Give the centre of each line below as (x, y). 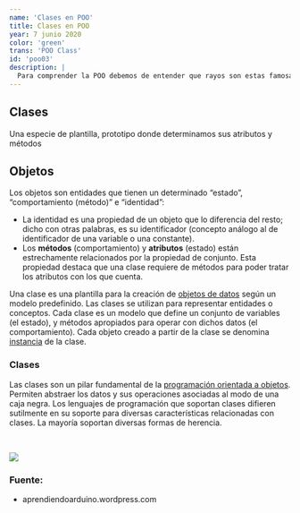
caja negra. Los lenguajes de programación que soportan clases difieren (143, 403)
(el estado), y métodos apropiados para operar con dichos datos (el (133, 322)
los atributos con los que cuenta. (83, 277)
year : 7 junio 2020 (46, 34)
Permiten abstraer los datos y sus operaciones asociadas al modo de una (144, 394)
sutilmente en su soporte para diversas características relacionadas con (142, 413)
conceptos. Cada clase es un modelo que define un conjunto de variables (145, 313)
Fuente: (26, 480)
